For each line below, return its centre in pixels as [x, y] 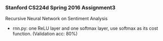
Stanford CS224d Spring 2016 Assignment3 [60, 8]
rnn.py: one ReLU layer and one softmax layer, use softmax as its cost [85, 28]
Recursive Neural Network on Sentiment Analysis [56, 19]
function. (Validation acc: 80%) [45, 34]
